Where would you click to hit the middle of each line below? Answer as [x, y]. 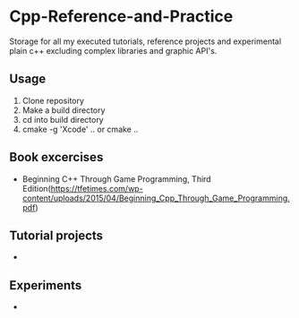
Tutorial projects [56, 235]
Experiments [46, 285]
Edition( [36, 188]
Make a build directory [64, 110]
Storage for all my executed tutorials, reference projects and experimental [145, 41]
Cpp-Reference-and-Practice [121, 17]
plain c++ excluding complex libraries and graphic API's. [113, 50]
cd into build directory [63, 119]
